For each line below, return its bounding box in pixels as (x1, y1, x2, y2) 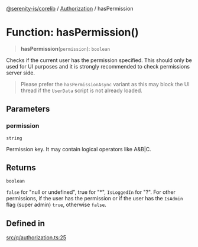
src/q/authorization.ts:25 (6, 234, 67, 241)
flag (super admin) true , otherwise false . (6, 201, 106, 209)
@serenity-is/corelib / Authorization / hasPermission (6, 5, 134, 12)
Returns (6, 162, 37, 173)
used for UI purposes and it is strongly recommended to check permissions (6, 63, 190, 70)
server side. (6, 69, 35, 76)
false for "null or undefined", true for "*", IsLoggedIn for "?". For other (6, 188, 176, 196)
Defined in (6, 218, 46, 228)
